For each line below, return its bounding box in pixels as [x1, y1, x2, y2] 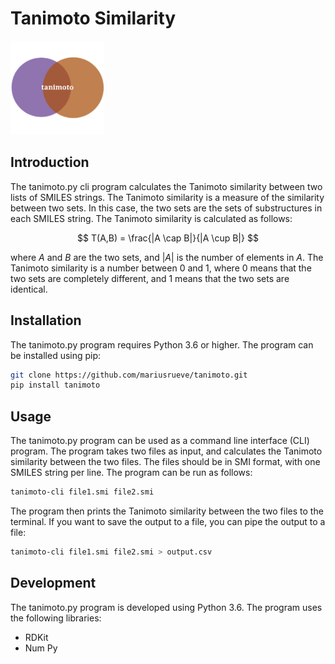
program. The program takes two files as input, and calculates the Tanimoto [10, 445, 323, 457]
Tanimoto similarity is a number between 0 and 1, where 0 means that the [10, 262, 312, 274]
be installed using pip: [10, 349, 102, 361]
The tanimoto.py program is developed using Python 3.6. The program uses [10, 601, 323, 613]
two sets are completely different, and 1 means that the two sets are [10, 272, 290, 284]
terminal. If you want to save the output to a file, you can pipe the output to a [10, 516, 326, 527]
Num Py [24, 642, 58, 654]
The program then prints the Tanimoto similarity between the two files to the [10, 505, 324, 517]
